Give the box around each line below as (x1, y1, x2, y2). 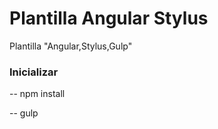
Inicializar (9, 65, 59, 79)
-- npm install (9, 88, 66, 100)
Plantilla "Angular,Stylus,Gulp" (9, 40, 133, 52)
